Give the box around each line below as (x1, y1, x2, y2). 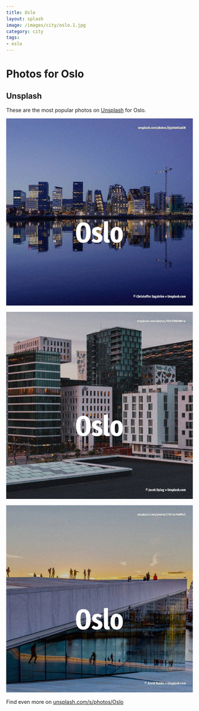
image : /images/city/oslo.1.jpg (6, 22, 86, 28)
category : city (6, 29, 44, 34)
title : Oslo (6, 10, 36, 15)
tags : (6, 34, 20, 41)
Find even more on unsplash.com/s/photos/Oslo (6, 699, 124, 705)
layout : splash (6, 15, 44, 22)
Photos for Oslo (6, 67, 84, 81)
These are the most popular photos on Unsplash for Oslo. (6, 107, 146, 113)
